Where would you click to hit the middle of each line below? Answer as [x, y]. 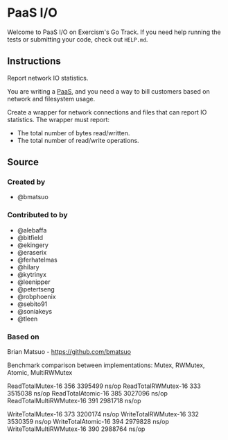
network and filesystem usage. [51, 99]
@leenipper [34, 282]
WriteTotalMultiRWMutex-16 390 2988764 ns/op [76, 429]
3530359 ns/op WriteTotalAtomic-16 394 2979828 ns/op [88, 422]
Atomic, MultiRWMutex [40, 373]
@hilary [28, 267]
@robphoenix [37, 296]
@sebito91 [32, 304]
